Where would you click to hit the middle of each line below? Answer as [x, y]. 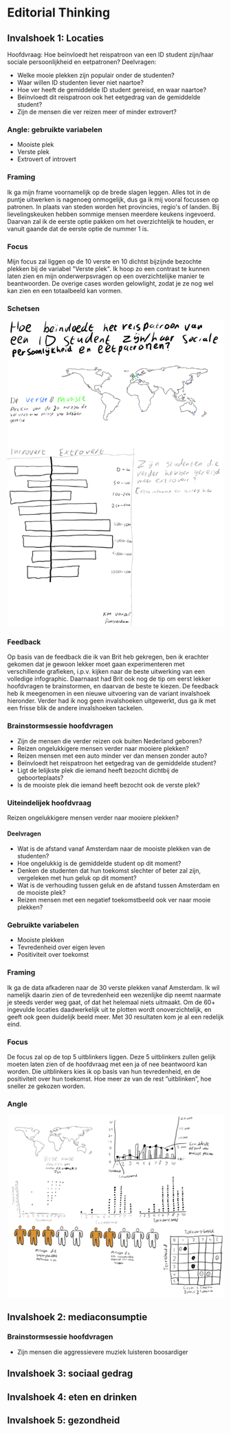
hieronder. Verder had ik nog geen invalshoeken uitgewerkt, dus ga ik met [112, 701]
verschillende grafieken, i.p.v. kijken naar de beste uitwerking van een [106, 672]
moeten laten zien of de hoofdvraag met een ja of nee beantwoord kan [107, 1064]
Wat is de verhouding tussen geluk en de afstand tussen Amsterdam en [118, 885]
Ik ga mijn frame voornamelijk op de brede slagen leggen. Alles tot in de [109, 192]
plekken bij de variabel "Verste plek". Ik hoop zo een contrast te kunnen [108, 268]
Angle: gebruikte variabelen [55, 129]
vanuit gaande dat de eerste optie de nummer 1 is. [78, 229]
